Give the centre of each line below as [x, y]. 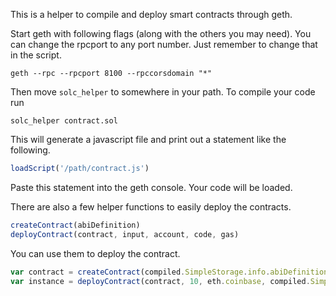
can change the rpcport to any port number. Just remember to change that [164, 44]
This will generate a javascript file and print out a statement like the [148, 139]
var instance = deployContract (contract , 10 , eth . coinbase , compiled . [160, 281]
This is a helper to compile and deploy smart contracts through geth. [151, 14]
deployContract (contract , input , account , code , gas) [125, 234]
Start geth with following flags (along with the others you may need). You [161, 33]
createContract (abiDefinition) [75, 225]
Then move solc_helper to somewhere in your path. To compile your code [163, 92]
